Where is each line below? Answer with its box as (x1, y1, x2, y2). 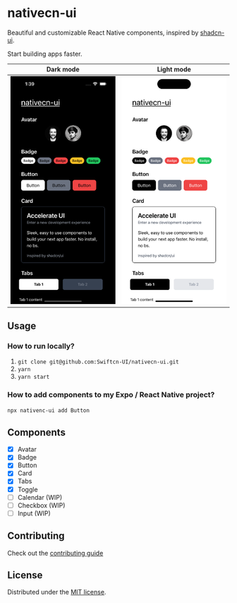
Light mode (157, 65, 192, 74)
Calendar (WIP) (17, 493, 63, 501)
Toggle (17, 485, 38, 493)
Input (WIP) (17, 509, 51, 517)
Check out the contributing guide (7, 549, 104, 557)
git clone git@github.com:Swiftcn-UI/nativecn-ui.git (17, 358, 179, 365)
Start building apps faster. (7, 49, 83, 58)
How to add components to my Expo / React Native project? (7, 390, 215, 400)
